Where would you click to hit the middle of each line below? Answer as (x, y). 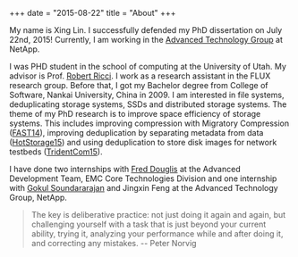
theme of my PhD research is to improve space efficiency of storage (135, 114)
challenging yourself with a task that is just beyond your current (149, 224)
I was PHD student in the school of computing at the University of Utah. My (148, 66)
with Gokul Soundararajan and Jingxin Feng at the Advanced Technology (144, 188)
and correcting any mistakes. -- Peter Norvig (114, 243)
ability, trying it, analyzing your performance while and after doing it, (157, 234)
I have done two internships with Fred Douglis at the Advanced (125, 169)
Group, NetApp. (38, 197)
